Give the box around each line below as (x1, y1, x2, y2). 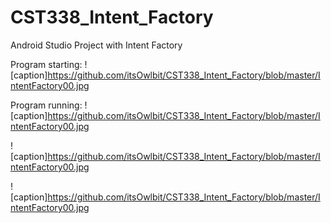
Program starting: (10, 58, 83, 70)
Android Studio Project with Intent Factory (10, 39, 183, 51)
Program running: (10, 99, 83, 111)
